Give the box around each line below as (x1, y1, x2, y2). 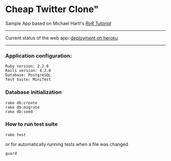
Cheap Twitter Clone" (5, 4, 99, 15)
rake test (5, 132, 26, 137)
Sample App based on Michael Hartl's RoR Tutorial (5, 20, 111, 26)
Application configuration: (5, 52, 72, 59)
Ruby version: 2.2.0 (5, 64, 49, 69)
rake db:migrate (5, 105, 40, 110)
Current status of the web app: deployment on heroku (5, 34, 118, 41)
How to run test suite (5, 120, 58, 128)
